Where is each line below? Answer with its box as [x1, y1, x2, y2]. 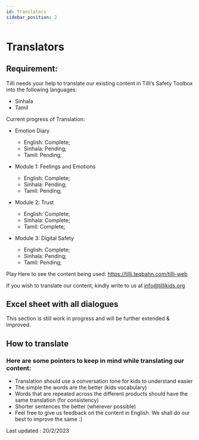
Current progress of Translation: [6, 115, 85, 122]
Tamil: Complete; [23, 223, 66, 230]
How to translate [6, 339, 69, 349]
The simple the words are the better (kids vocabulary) [14, 384, 147, 391]
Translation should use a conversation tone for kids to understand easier [14, 377, 193, 384]
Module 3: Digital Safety [14, 234, 74, 242]
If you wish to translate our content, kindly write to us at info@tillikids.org [6, 282, 185, 289]
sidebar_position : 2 [6, 14, 58, 20]
